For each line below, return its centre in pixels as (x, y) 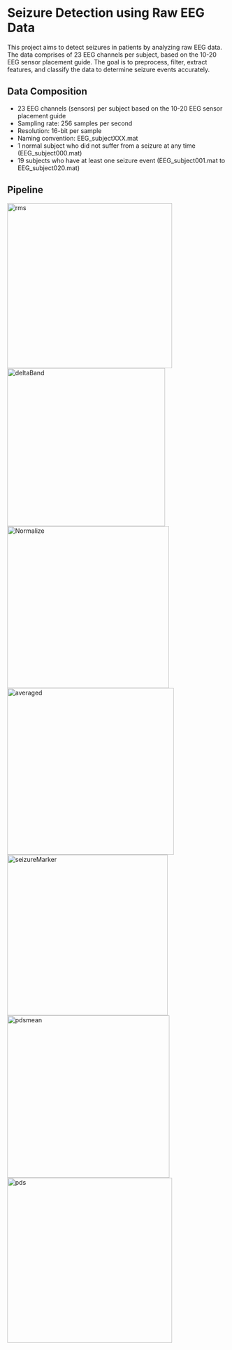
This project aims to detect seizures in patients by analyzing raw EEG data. (115, 47)
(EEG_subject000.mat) (50, 153)
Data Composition (47, 91)
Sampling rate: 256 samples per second (75, 123)
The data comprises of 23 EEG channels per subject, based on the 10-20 (112, 55)
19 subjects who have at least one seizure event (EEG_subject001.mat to (121, 160)
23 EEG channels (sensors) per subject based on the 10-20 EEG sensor (120, 108)
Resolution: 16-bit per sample (59, 130)
